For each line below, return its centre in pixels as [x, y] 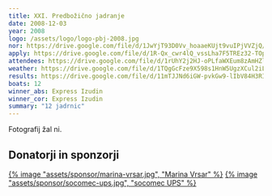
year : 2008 [27, 31]
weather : [23, 69]
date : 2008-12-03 [38, 23]
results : [23, 76]
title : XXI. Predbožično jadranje [67, 16]
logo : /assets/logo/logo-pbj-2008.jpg [74, 38]
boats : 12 [25, 83]
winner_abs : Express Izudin [56, 91]
